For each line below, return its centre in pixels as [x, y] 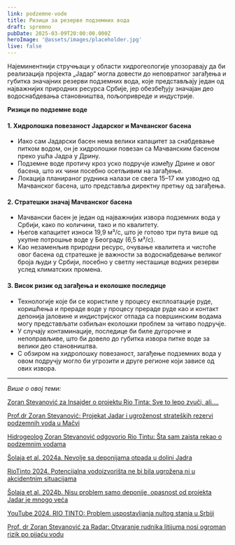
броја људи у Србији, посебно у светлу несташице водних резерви [118, 262]
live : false [24, 46]
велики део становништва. [57, 346]
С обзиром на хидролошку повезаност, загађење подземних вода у [119, 353]
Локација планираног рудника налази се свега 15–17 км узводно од [118, 179]
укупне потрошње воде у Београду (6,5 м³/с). [86, 240]
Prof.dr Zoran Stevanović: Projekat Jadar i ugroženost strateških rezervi [110, 415]
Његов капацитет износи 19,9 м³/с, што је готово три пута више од [117, 233]
